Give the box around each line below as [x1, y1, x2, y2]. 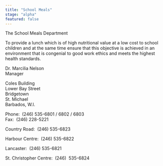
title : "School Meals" [5, 7, 52, 12]
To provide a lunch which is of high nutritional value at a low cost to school [5, 40, 159, 46]
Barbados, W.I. [5, 102, 35, 108]
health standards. [5, 56, 41, 62]
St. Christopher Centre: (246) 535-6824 [5, 155, 90, 161]
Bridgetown [5, 91, 29, 97]
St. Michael [5, 96, 28, 102]
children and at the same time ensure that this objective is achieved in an [5, 45, 155, 51]
